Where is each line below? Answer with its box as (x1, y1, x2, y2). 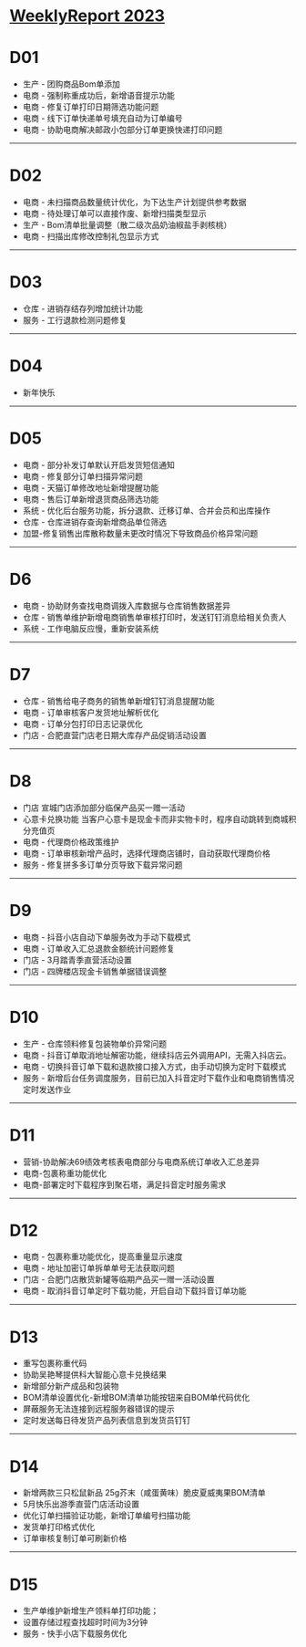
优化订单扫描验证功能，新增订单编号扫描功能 (22, 1510, 191, 1521)
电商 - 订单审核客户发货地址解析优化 (22, 706, 159, 717)
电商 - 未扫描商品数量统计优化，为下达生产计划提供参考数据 (22, 197, 248, 208)
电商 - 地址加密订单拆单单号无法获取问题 (22, 1263, 176, 1274)
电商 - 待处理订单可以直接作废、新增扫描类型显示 (22, 208, 208, 219)
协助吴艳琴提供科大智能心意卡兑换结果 (22, 1370, 167, 1381)
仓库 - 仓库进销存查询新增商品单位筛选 (22, 516, 168, 527)
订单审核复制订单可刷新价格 (22, 1533, 127, 1544)
